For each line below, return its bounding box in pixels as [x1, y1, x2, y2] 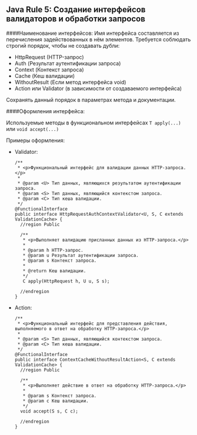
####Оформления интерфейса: [6, 107, 85, 114]
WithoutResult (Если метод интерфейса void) [14, 78, 126, 85]
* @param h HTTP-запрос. [22, 247, 84, 253]
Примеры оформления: [6, 137, 65, 144]
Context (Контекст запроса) [14, 66, 84, 73]
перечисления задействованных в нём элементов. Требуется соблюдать [6, 35, 191, 43]
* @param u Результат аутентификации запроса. [22, 252, 139, 258]
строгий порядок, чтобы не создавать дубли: [6, 42, 120, 49]
